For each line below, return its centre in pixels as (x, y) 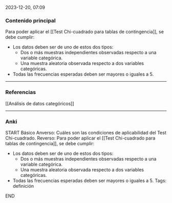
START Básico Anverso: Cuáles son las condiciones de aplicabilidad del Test (86, 132)
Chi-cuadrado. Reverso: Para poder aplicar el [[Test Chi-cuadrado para (80, 138)
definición (23, 186)
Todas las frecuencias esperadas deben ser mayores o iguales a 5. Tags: (90, 181)
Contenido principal (30, 20)
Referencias (21, 93)
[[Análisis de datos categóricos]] (40, 103)
